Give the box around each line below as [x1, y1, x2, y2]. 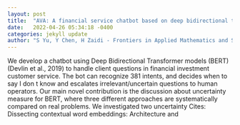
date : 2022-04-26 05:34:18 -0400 [7, 24, 114, 31]
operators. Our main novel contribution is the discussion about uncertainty [7, 87, 226, 96]
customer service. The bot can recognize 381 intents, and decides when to [7, 72, 228, 81]
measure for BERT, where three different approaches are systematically [7, 94, 218, 104]
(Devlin [7, 64, 29, 73]
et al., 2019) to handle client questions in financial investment [29, 64, 209, 73]
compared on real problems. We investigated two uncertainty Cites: [7, 102, 206, 111]
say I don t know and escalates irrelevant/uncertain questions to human [7, 79, 218, 88]
